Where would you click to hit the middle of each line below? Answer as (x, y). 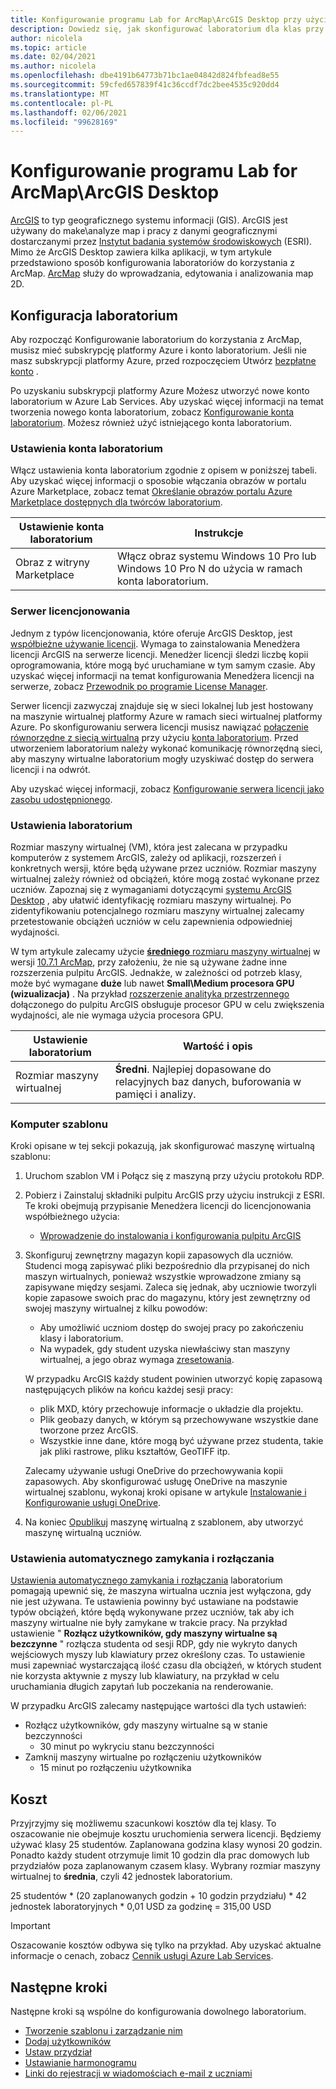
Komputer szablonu (59, 1124)
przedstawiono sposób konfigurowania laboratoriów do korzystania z (153, 263)
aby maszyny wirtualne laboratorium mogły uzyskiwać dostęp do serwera (162, 758)
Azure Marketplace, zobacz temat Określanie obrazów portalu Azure (151, 492)
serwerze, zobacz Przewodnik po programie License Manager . (139, 686)
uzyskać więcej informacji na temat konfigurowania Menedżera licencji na (162, 675)
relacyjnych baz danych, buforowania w (208, 1081)
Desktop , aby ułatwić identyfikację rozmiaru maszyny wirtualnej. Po (151, 900)
